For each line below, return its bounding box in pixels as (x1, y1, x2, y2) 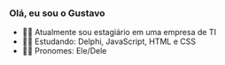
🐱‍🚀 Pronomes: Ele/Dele (21, 46, 107, 56)
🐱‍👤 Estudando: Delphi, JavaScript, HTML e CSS (21, 36, 197, 47)
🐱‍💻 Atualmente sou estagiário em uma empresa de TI (21, 27, 217, 38)
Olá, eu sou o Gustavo (9, 7, 105, 19)
